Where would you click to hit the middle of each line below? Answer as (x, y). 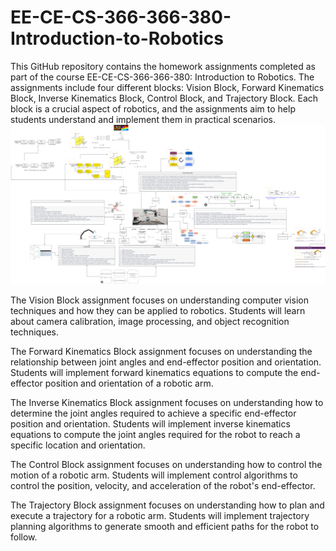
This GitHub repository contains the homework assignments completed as (163, 66)
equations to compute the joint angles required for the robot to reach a (155, 435)
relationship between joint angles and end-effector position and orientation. (166, 362)
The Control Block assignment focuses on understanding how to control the (166, 465)
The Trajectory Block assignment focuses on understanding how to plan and (167, 505)
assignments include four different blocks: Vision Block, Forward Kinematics (167, 87)
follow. (24, 537)
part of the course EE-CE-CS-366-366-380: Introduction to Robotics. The (162, 77)
